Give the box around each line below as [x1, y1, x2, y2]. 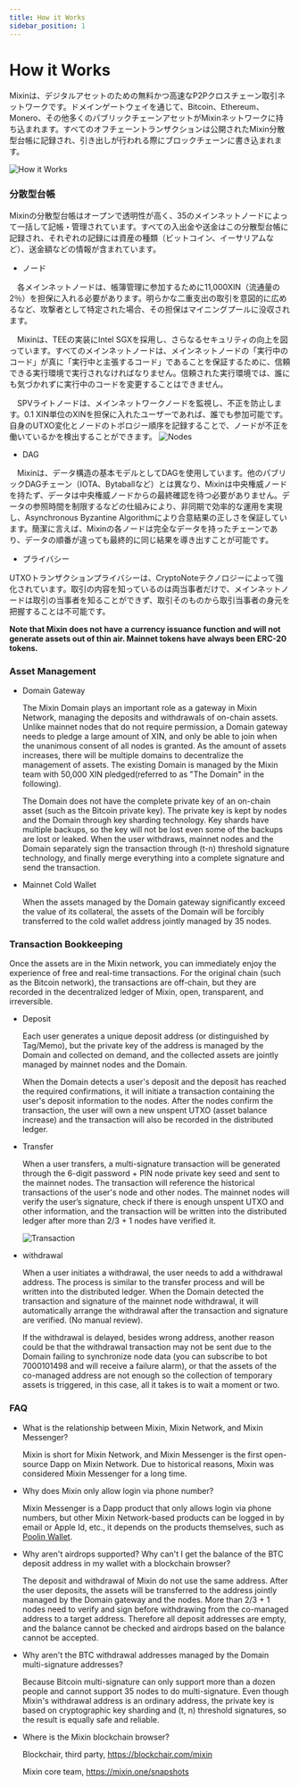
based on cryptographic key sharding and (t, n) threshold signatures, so [21, 1705, 287, 1715]
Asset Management [9, 664, 96, 677]
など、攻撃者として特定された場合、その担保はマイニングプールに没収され [16, 304, 290, 314]
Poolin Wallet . [21, 1531, 73, 1541]
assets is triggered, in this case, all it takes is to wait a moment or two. [21, 1380, 280, 1390]
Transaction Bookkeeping [9, 938, 123, 950]
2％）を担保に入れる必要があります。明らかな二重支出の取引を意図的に [9, 292, 272, 304]
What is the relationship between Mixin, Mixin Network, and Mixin [21, 1422, 263, 1433]
